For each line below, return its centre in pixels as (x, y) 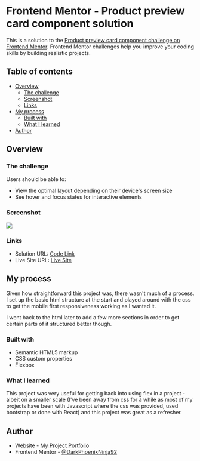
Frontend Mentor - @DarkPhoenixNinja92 (66, 452)
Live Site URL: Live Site (43, 260)
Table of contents (39, 72)
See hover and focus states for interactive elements (78, 197)
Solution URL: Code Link (45, 254)
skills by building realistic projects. (48, 53)
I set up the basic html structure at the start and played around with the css (99, 299)
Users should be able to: (36, 179)
